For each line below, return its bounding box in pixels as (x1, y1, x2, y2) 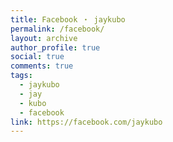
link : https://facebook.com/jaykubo (10, 117, 163, 127)
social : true (10, 52, 65, 62)
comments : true (10, 61, 74, 71)
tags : (10, 71, 33, 81)
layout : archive (10, 33, 78, 43)
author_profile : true (10, 42, 101, 53)
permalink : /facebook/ (10, 24, 105, 34)
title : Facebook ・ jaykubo (10, 14, 126, 25)
